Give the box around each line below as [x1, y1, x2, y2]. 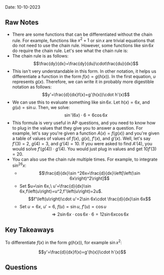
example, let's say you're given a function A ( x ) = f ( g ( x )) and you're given [12, 130, 160, 137]
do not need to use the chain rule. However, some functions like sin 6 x [12, 43, 154, 49]
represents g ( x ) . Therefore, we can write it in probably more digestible [12, 79, 154, 85]
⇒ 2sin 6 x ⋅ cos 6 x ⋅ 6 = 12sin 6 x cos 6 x [51, 211, 129, 218]
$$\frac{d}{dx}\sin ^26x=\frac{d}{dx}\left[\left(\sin [39, 170, 141, 176]
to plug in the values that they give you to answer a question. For [12, 125, 143, 131]
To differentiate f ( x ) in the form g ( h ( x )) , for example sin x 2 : [5, 238, 122, 245]
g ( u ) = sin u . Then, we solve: [12, 105, 70, 110]
